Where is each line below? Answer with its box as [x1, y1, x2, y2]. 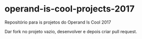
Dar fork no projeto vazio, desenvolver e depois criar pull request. [4, 28, 138, 34]
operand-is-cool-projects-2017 [4, 3, 135, 14]
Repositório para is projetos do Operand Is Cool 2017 [4, 19, 111, 25]
